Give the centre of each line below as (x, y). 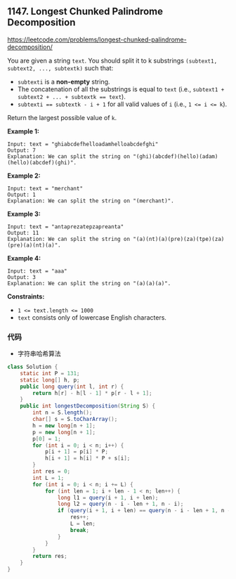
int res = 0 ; (52, 471)
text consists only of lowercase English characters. (92, 317)
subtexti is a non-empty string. (64, 82)
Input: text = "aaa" (38, 271)
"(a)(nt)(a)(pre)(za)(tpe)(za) (179, 239)
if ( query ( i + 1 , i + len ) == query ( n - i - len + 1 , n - (144, 511)
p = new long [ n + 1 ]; (64, 432)
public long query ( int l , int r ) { (72, 386)
